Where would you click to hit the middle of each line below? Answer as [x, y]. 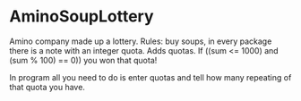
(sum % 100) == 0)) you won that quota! [83, 60]
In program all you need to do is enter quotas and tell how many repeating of [150, 77]
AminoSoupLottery [82, 17]
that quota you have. [47, 87]
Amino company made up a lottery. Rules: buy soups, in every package [141, 41]
